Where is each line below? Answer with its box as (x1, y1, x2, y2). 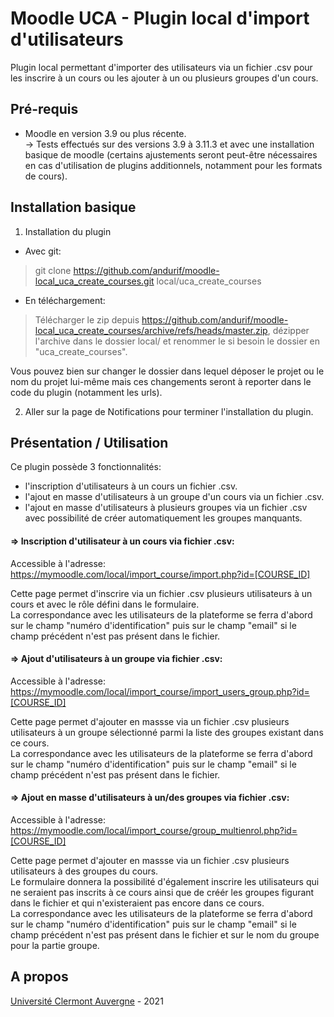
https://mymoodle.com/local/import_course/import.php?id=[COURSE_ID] (10, 568, 311, 580)
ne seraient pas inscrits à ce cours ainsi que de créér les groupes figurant (10, 886, 315, 898)
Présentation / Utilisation (10, 434, 169, 451)
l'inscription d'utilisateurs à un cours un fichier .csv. (24, 480, 238, 492)
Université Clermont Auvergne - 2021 (10, 995, 164, 1007)
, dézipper (267, 324, 310, 336)
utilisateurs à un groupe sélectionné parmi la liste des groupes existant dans (10, 726, 324, 738)
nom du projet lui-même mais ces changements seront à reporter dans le (10, 375, 312, 387)
